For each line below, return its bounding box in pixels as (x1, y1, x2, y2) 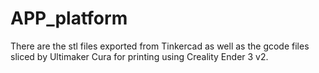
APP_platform (10, 7, 128, 30)
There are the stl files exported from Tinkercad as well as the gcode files (10, 40, 310, 52)
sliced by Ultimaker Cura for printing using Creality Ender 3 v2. (10, 50, 269, 62)
